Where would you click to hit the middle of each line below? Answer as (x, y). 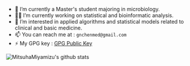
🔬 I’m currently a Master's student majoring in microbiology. (87, 9)
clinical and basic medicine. (48, 28)
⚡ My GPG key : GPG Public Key (53, 43)
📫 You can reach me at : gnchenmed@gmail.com (71, 34)
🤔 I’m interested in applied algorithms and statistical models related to (99, 22)
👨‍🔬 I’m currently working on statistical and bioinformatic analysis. (94, 15)
